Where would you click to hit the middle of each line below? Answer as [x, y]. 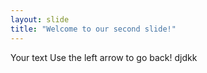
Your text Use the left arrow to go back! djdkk [104, 57]
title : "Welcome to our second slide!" [93, 29]
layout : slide [40, 19]
